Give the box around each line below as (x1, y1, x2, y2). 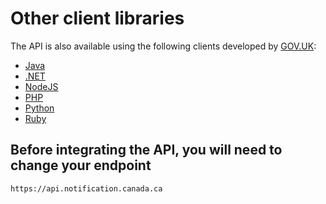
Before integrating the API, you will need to (10, 142, 283, 159)
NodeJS (24, 80, 59, 92)
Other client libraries (10, 7, 185, 30)
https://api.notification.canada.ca (10, 183, 163, 194)
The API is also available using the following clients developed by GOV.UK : (10, 40, 317, 52)
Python (24, 102, 55, 114)
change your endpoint (10, 157, 152, 174)
